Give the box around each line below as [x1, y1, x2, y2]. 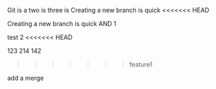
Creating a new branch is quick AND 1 [7, 20, 117, 27]
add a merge [7, 74, 44, 82]
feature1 [129, 60, 153, 69]
